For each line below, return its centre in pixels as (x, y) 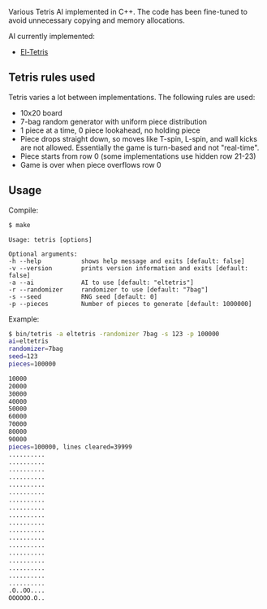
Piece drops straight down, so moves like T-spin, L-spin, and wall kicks (139, 138)
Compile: (24, 210)
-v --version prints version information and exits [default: (129, 268)
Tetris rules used (52, 78)
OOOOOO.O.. (27, 598)
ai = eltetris (28, 341)
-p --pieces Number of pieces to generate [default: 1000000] (130, 304)
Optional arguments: (43, 254)
